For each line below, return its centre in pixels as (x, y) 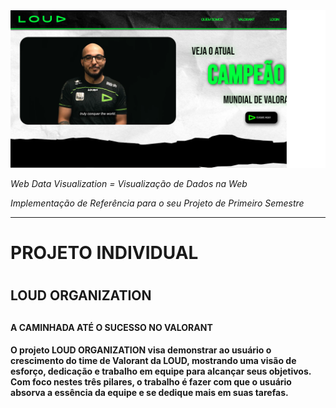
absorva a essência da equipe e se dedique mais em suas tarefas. (149, 393)
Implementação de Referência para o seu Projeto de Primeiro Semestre (157, 203)
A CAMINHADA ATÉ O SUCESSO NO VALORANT (111, 327)
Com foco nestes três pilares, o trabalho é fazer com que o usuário (151, 382)
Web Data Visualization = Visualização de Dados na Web (129, 183)
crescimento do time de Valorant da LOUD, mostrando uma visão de (153, 361)
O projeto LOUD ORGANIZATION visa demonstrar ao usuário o (141, 350)
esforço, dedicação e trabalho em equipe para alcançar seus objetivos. (161, 371)
